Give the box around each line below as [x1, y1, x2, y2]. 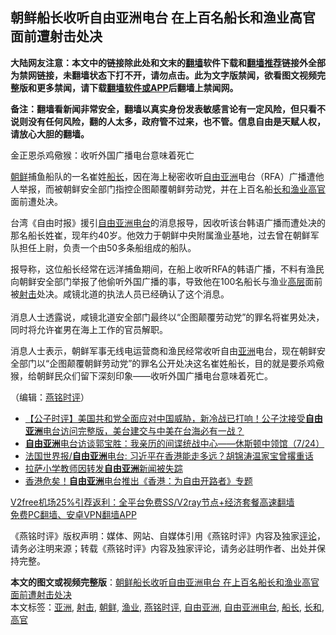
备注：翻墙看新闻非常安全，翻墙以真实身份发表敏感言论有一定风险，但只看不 [10, 103, 326, 115]
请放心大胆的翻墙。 [10, 128, 90, 140]
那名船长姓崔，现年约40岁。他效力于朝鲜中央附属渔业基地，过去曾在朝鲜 [10, 229, 311, 241]
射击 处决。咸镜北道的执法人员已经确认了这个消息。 [19, 288, 230, 300]
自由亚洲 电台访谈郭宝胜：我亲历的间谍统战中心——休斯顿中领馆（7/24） [24, 437, 325, 449]
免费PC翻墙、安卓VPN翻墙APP [10, 508, 137, 520]
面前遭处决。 [10, 195, 63, 207]
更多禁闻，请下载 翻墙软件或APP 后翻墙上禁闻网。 [36, 81, 239, 93]
